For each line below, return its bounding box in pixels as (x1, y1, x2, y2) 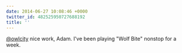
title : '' (6, 19, 31, 25)
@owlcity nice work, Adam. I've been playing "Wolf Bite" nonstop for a (6, 36, 177, 43)
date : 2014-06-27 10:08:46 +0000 (6, 8, 88, 15)
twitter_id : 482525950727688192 (6, 14, 85, 20)
